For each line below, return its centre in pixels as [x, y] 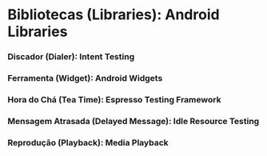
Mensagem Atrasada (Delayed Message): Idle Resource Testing [133, 121]
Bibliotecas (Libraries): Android [114, 15]
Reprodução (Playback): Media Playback [88, 142]
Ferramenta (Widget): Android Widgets [85, 78]
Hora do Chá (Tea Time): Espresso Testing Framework [114, 99]
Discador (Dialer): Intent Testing [71, 57]
